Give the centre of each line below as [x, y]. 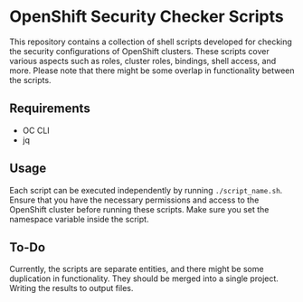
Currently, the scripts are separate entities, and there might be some [137, 269]
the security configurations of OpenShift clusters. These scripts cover [139, 51]
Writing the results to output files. [71, 288]
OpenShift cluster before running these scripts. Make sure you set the [139, 209]
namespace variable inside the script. [79, 219]
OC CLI [36, 130]
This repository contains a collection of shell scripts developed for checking [151, 42]
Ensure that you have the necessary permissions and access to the [134, 200]
